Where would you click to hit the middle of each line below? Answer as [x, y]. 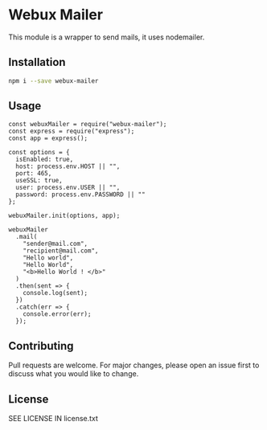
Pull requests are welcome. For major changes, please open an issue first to [134, 365]
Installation [37, 62]
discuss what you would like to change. [74, 374]
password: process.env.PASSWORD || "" [81, 195]
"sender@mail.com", [55, 244]
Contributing [41, 346]
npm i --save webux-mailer [53, 81]
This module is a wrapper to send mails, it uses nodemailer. [107, 37]
